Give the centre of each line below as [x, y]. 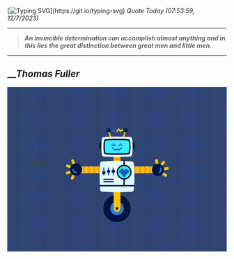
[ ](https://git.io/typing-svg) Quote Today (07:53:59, [101, 11]
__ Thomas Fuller [44, 74]
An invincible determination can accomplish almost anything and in [125, 38]
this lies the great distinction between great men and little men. [118, 46]
